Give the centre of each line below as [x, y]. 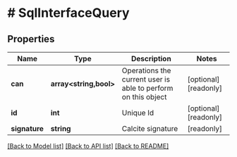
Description [151, 59]
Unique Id [138, 113]
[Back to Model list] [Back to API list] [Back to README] [88, 146]
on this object [144, 97]
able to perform [147, 88]
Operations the [146, 70]
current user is [146, 79]
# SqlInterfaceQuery [68, 13]
